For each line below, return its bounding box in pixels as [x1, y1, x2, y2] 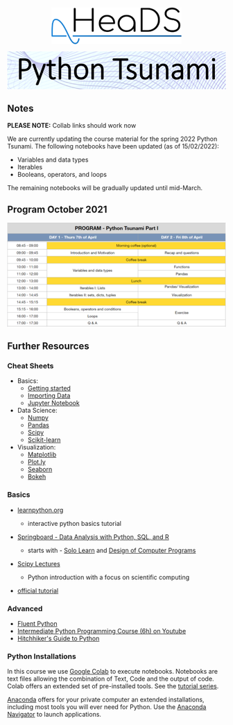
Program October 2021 [7, 204, 107, 216]
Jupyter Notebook [27, 399, 80, 407]
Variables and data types [17, 155, 89, 164]
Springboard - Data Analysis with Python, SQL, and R [17, 532, 169, 541]
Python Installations [7, 651, 76, 661]
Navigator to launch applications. [7, 710, 102, 719]
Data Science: [17, 407, 58, 415]
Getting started [27, 384, 71, 393]
